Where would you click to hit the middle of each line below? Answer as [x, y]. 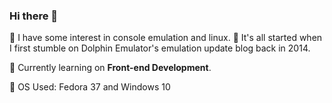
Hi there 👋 [34, 16]
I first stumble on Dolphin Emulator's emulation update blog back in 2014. [160, 48]
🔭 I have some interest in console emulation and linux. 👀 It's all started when [166, 38]
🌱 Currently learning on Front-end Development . [110, 68]
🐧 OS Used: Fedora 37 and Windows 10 [90, 87]
